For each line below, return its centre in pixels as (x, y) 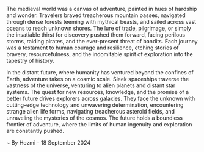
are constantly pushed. (35, 131)
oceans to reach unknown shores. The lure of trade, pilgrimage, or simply (99, 28)
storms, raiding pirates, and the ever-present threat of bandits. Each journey (102, 41)
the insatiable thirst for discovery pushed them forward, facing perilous (96, 35)
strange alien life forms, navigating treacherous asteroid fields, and (91, 111)
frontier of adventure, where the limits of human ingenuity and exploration (99, 124)
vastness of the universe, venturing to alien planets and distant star (91, 85)
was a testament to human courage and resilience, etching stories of (93, 48)
